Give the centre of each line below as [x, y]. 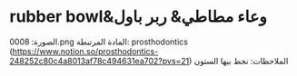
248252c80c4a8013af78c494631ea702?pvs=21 [99, 61]
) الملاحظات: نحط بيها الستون [239, 61]
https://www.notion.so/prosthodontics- [85, 51]
